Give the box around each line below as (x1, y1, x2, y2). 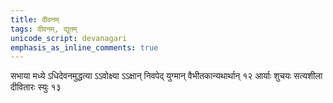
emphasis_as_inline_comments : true (10, 42, 159, 53)
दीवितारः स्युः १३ (10, 81, 62, 93)
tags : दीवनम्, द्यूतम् (10, 24, 78, 34)
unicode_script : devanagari (10, 33, 128, 43)
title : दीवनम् (10, 14, 60, 25)
